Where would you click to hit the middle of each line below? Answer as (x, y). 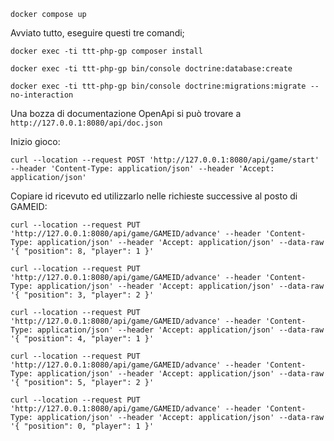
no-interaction (42, 95)
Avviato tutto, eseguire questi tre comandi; (97, 33)
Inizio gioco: (35, 141)
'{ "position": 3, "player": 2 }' (82, 295)
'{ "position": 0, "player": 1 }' (82, 426)
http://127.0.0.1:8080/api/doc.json (86, 123)
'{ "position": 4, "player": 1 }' (82, 339)
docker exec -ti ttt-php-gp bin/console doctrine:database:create (151, 69)
